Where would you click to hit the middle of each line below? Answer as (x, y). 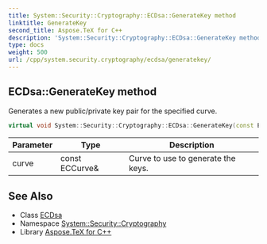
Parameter (33, 145)
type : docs (26, 45)
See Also (31, 196)
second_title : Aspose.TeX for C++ (66, 30)
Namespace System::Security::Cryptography (93, 223)
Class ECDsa (41, 215)
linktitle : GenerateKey (48, 23)
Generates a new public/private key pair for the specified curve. (113, 111)
